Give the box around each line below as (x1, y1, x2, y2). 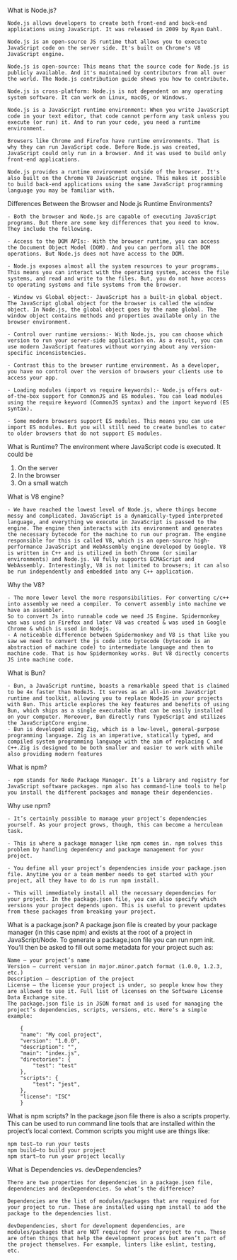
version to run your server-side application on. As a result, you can (7, 337, 223, 344)
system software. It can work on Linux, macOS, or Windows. (7, 94, 189, 101)
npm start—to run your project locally (7, 1153, 125, 1160)
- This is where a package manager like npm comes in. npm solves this (7, 840, 223, 847)
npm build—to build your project (7, 1147, 106, 1154)
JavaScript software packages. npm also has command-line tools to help (7, 783, 226, 790)
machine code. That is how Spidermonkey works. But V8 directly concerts (7, 650, 230, 657)
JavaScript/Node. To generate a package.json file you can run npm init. (7, 936, 216, 944)
